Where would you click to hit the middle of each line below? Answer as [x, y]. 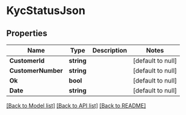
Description [110, 50]
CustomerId [27, 61]
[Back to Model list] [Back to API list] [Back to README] [76, 106]
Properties [27, 33]
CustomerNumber [36, 71]
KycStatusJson [46, 11]
